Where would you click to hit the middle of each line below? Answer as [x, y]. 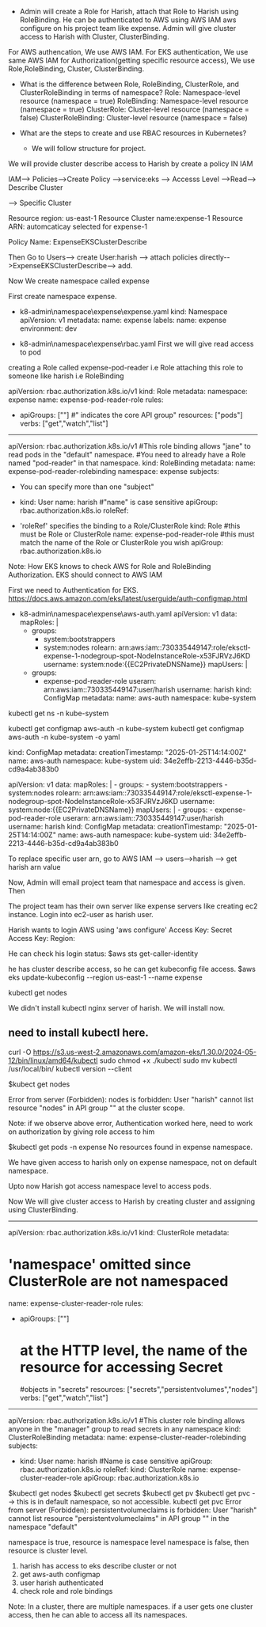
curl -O [20, 1052]
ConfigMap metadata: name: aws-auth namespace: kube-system [150, 698]
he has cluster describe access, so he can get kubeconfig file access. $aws [132, 969]
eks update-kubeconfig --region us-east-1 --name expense [106, 977]
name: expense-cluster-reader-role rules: [76, 1303]
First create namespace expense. [63, 296]
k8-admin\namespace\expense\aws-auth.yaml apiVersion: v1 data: [128, 614]
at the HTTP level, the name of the [133, 1350]
